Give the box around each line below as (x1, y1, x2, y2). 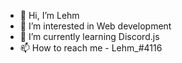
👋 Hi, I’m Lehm (19, 10, 80, 21)
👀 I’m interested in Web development (19, 20, 172, 32)
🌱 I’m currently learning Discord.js (19, 31, 160, 42)
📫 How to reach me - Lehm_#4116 (19, 42, 163, 54)
